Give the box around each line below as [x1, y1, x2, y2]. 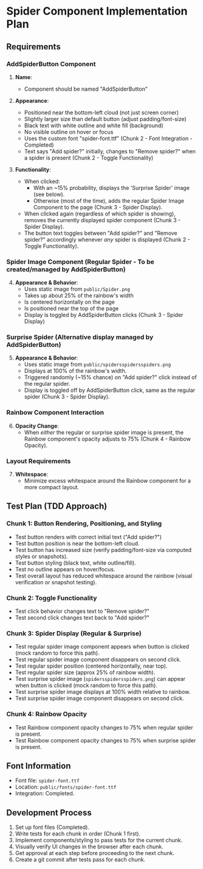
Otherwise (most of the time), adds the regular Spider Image [33, 197, 184, 204]
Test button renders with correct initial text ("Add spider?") [15, 533, 162, 540]
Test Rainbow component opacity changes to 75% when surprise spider [15, 736, 196, 744]
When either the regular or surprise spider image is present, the [24, 428, 184, 436]
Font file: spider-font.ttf [15, 777, 80, 784]
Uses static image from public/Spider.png [24, 285, 131, 293]
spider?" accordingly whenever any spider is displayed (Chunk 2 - [24, 236, 190, 243]
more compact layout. [24, 484, 80, 491]
